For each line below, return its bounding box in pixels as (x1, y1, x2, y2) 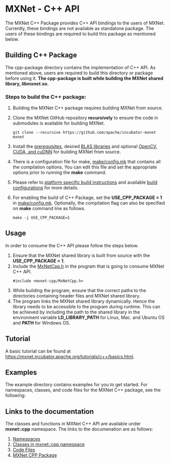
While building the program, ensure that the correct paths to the (12, 287, 146, 293)
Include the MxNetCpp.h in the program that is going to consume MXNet (12, 263, 164, 269)
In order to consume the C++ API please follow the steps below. (5, 242, 139, 248)
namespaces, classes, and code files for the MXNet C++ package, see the (5, 387, 161, 393)
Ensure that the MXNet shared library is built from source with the (12, 252, 150, 258)
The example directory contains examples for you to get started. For (5, 382, 148, 388)
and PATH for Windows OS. (12, 320, 71, 326)
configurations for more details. (12, 185, 79, 191)
